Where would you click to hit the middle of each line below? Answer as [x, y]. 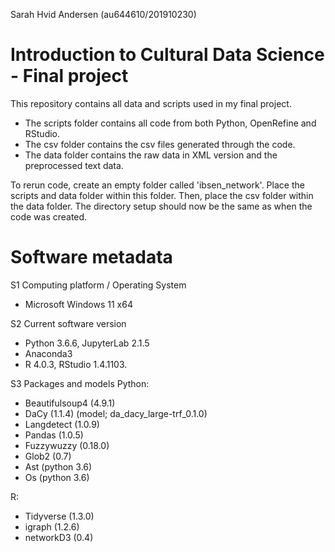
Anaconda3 [48, 353]
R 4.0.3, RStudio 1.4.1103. [76, 364]
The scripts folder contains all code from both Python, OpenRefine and [170, 123]
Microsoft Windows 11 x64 [78, 304]
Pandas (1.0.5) [54, 435]
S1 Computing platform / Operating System [98, 285]
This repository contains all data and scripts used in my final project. [151, 103]
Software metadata [91, 257]
